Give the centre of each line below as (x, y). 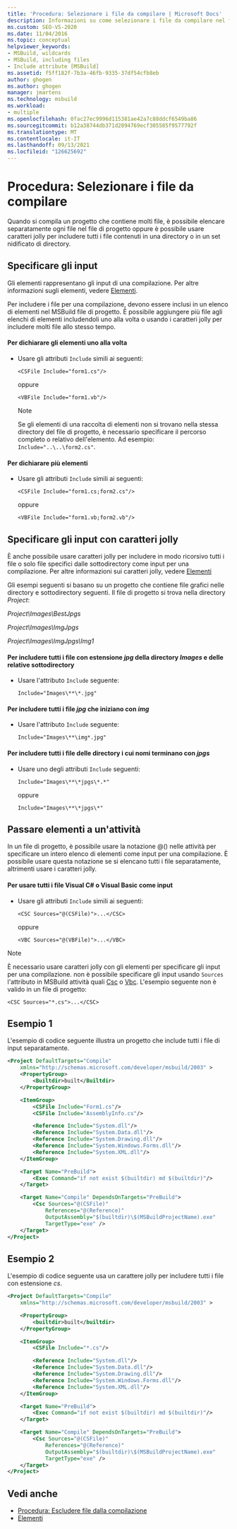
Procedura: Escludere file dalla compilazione (82, 1511)
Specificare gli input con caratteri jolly (93, 539)
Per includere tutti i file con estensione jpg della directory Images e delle (115, 657)
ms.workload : (26, 106)
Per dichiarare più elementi (48, 463)
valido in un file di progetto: (47, 989)
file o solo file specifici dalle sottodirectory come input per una (98, 564)
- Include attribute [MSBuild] (53, 66)
